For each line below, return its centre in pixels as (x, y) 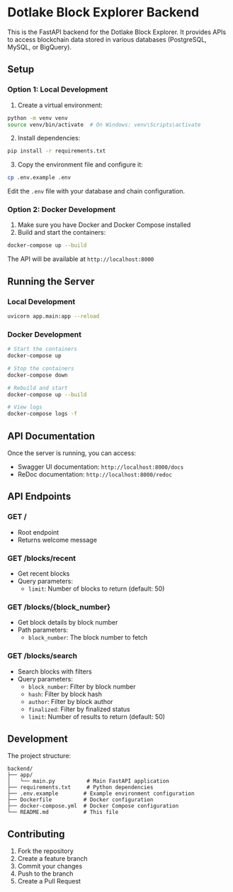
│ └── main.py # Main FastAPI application (89, 781)
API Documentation (51, 436)
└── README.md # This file (63, 813)
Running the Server (51, 281)
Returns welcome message (57, 540)
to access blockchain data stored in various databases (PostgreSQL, (107, 39)
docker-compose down (38, 375)
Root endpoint (38, 532)
